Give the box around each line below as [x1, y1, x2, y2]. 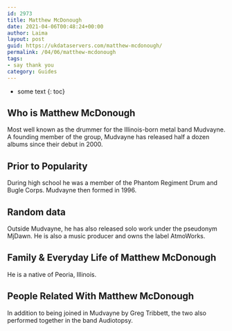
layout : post [7, 36, 45, 43]
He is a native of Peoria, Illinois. [7, 270, 97, 278]
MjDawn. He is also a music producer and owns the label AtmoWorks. [7, 231, 206, 240]
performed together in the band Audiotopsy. [7, 316, 133, 324]
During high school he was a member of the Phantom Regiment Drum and [7, 179, 218, 187]
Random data [7, 206, 66, 218]
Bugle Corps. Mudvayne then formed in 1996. [7, 186, 137, 195]
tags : [7, 55, 23, 62]
